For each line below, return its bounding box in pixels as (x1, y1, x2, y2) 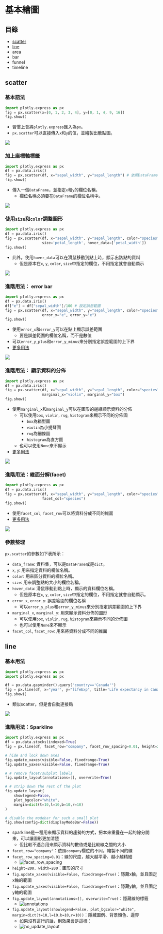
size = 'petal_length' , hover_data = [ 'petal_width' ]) (42, 241, 147, 246)
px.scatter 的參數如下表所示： (5, 551, 65, 556)
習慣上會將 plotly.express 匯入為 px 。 (12, 124, 86, 130)
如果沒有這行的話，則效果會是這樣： (19, 918, 92, 924)
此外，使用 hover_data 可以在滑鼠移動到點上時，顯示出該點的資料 (12, 254, 141, 260)
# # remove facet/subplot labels (5, 771, 73, 776)
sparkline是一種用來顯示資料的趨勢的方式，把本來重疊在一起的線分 (12, 829, 146, 836)
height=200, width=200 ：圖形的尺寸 (12, 865, 84, 871)
